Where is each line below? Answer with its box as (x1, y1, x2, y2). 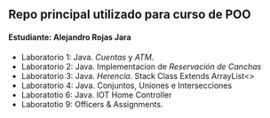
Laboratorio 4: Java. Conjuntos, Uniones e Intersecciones (20, 80, 233, 90)
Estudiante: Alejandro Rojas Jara (8, 31, 131, 43)
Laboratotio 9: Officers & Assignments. (20, 98, 163, 109)
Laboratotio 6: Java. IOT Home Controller (20, 89, 172, 100)
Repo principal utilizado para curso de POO (8, 7, 251, 22)
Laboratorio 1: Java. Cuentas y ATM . (20, 51, 155, 62)
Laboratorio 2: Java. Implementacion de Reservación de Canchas (20, 61, 262, 72)
